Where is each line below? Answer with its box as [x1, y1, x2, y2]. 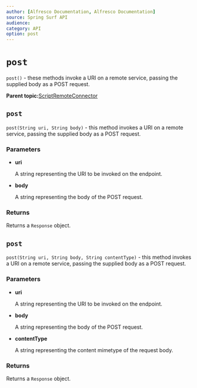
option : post [6, 31, 39, 37]
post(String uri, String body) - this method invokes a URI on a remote [6, 124, 183, 131]
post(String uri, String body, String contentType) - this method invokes [6, 253, 192, 261]
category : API [6, 25, 42, 32]
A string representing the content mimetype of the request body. [14, 346, 174, 353]
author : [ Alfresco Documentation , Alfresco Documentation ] [6, 8, 156, 15]
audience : [6, 20, 31, 26]
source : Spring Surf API [6, 14, 68, 20]
